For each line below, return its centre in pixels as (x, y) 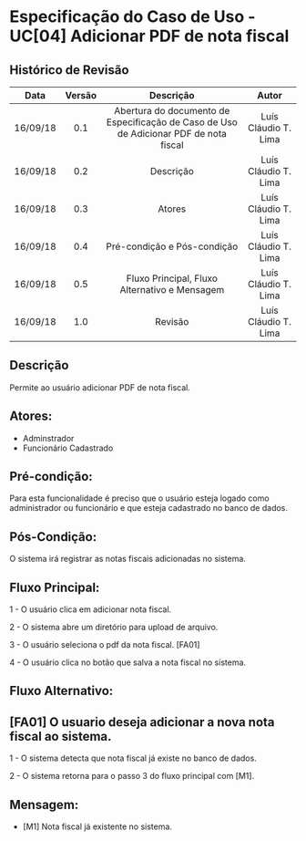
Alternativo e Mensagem (172, 290)
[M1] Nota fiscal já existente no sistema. (97, 826)
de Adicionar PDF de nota (172, 134)
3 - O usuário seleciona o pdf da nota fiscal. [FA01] (105, 645)
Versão (81, 95)
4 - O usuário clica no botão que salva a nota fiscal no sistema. (128, 662)
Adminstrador (48, 438)
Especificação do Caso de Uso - (133, 17)
